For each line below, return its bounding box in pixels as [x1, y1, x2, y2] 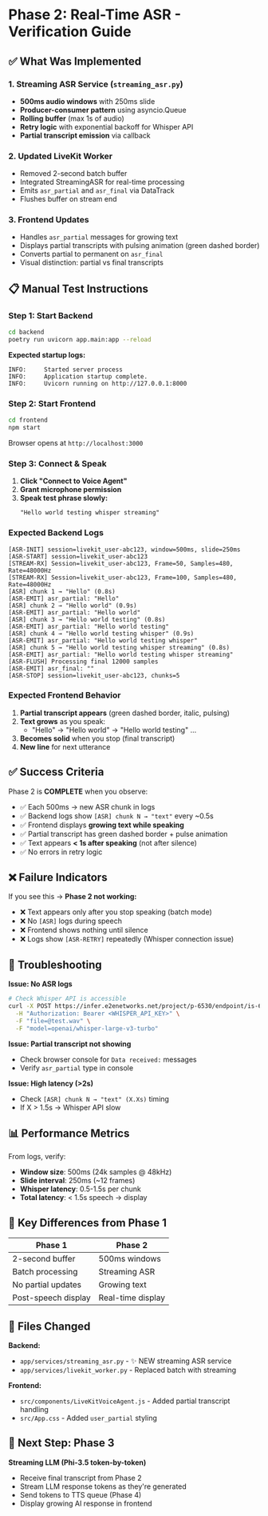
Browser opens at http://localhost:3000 [8, 438, 144, 447]
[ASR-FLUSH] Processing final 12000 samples [8, 658, 159, 666]
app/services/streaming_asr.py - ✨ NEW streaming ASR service [19, 1356, 232, 1366]
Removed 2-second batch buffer [19, 169, 128, 178]
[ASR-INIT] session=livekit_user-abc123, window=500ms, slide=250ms [8, 546, 241, 554]
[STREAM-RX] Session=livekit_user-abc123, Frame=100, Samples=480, [8, 574, 238, 582]
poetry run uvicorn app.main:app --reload [8, 336, 152, 344]
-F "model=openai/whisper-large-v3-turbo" [15, 1024, 159, 1033]
